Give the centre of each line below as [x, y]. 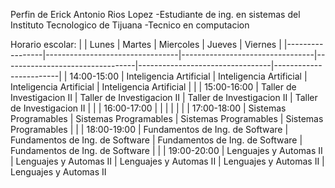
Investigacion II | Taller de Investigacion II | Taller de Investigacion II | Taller [164, 97]
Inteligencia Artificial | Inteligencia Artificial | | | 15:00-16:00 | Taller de [153, 87]
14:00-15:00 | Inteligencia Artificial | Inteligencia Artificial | [188, 76]
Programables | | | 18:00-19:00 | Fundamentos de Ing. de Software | [149, 129]
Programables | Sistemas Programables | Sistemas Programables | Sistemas [167, 118]
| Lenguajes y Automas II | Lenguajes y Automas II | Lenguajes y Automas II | [167, 161]
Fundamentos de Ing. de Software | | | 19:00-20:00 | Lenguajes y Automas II [166, 150]
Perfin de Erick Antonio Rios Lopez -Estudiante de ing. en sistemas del [155, 14]
